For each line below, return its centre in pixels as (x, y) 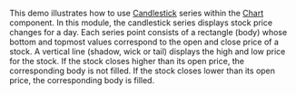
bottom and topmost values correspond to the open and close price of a (144, 42)
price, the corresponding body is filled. (82, 80)
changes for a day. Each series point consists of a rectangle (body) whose (148, 32)
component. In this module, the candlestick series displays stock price (141, 23)
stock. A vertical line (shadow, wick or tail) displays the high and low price (148, 52)
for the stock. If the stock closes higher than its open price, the (127, 61)
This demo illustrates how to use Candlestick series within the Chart (137, 13)
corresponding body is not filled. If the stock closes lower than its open (142, 71)
